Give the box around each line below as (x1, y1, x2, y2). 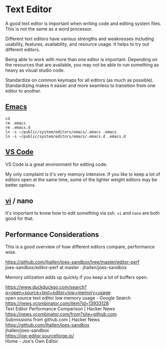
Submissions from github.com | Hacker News (5, 316, 100, 323)
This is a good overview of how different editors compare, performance (5, 244, 155, 250)
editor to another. (5, 88, 42, 94)
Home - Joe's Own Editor (5, 338, 58, 344)
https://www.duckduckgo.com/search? (5, 284, 87, 291)
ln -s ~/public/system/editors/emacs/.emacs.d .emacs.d (5, 134, 126, 139)
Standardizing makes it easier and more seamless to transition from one (5, 82, 156, 89)
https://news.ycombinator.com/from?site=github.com (5, 311, 117, 317)
